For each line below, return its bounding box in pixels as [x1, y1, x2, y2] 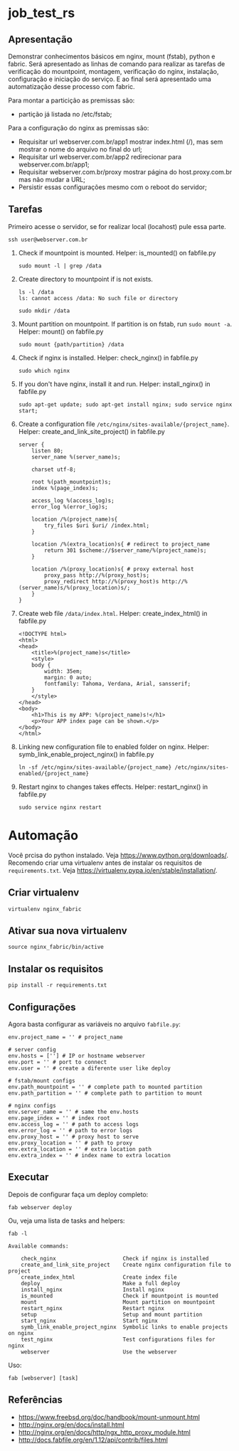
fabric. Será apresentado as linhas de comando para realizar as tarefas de [8, 60, 225, 68]
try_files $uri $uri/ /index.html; [44, 521, 150, 529]
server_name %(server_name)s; [31, 453, 121, 460]
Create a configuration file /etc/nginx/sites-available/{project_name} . [18, 420, 230, 428]
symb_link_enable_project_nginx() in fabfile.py [18, 750, 154, 758]
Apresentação [8, 33, 73, 46]
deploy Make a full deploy [21, 1280, 181, 1287]
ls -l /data [18, 288, 54, 296]
